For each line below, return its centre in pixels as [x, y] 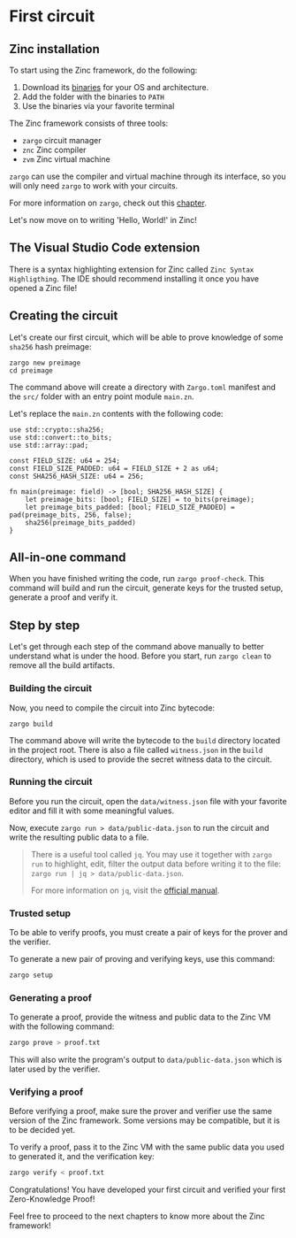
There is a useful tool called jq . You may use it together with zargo [151, 854]
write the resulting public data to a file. [79, 837]
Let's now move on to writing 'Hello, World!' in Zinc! [103, 220]
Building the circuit [51, 688]
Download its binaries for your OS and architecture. [115, 87]
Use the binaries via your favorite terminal [98, 106]
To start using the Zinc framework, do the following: [103, 70]
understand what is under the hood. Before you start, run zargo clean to [140, 656]
